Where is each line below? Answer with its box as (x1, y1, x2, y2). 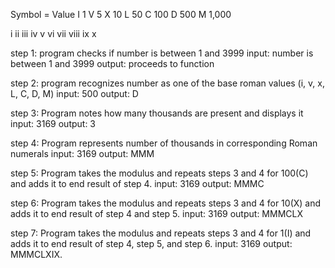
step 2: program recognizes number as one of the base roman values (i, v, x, (10, 77, 325, 89)
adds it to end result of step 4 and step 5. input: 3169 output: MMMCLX (10, 208, 303, 219)
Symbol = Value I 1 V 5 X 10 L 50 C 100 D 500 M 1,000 (10, 9, 232, 20)
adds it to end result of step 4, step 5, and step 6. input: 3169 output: (10, 238, 293, 249)
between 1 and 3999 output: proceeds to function (10, 58, 215, 69)
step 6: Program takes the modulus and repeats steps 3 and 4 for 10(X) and (10, 197, 322, 209)
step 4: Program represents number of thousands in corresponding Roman (10, 137, 318, 149)
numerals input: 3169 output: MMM (10, 148, 155, 159)
